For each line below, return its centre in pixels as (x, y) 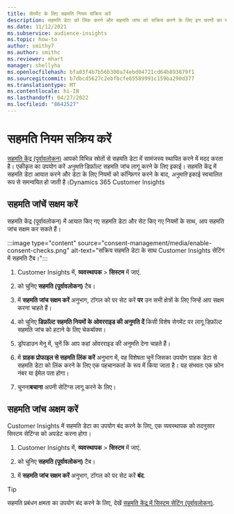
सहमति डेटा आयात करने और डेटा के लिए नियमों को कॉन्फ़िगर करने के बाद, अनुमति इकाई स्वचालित (115, 174)
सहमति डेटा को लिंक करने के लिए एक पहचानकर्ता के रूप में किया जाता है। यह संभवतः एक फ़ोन (120, 365)
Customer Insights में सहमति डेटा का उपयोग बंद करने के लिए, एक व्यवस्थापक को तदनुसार (111, 426)
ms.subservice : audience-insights (57, 33)
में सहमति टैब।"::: (28, 258)
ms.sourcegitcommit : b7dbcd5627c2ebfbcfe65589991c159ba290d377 (101, 78)
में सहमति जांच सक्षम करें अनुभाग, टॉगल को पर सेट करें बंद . (81, 476)
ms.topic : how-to (32, 40)
